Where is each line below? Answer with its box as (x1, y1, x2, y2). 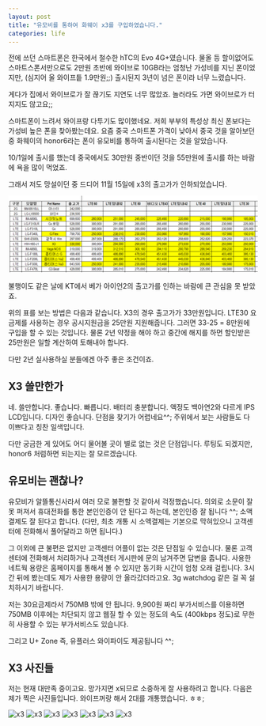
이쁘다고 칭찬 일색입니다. (8, 422, 85, 431)
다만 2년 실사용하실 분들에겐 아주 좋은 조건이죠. (8, 354, 154, 364)
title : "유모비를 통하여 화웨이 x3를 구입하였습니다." (8, 21, 163, 29)
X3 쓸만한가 (8, 380, 63, 393)
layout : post (8, 13, 51, 21)
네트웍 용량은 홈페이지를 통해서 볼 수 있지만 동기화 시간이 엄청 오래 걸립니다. (8, 562, 243, 573)
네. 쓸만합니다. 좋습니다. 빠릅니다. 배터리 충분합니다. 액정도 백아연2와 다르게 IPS (8, 402, 255, 411)
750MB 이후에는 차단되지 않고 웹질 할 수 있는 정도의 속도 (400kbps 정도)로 (8, 609, 241, 618)
